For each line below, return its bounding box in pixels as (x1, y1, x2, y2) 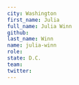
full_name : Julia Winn (7, 23, 72, 29)
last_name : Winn (7, 36, 54, 42)
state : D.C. (7, 55, 41, 62)
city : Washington (7, 10, 57, 17)
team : (7, 61, 23, 68)
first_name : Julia (7, 16, 60, 23)
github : (7, 29, 30, 36)
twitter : (7, 67, 32, 74)
